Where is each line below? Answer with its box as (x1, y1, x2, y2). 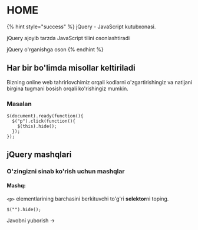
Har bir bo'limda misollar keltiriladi (6, 63, 136, 73)
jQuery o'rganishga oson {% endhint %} (6, 45, 104, 53)
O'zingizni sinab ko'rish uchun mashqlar (6, 167, 125, 176)
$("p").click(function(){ (12, 119, 76, 124)
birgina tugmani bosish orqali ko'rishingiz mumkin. (6, 85, 128, 92)
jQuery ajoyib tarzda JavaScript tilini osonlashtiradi (6, 34, 130, 41)
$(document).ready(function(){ (6, 113, 84, 119)
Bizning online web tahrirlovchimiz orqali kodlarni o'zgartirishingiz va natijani (6, 78, 193, 86)
